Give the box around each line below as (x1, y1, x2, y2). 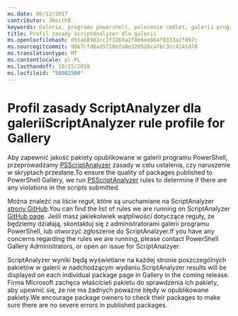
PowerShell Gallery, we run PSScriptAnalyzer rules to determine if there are (7, 176, 227, 185)
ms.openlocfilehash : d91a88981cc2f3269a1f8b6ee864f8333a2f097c (7, 37, 198, 44)
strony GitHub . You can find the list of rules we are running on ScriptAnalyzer (7, 204, 230, 213)
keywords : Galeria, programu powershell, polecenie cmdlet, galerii (7, 23, 214, 30)
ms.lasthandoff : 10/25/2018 (7, 63, 91, 70)
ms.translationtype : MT (7, 50, 78, 57)
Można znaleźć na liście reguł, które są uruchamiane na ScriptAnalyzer (7, 197, 215, 206)
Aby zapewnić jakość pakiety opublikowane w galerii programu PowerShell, (7, 153, 228, 162)
